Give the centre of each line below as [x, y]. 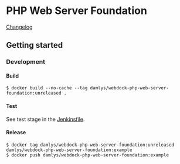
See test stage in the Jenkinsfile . [45, 119]
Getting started [35, 45]
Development [26, 62]
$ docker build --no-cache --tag [47, 88]
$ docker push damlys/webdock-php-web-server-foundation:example [87, 155]
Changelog [19, 27]
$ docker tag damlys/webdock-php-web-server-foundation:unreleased [90, 145]
